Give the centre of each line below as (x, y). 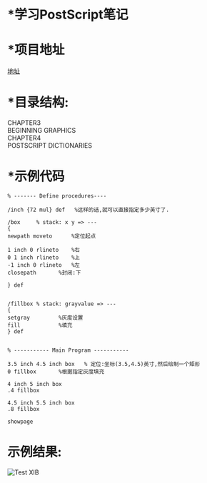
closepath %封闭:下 (44, 273)
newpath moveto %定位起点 (52, 236)
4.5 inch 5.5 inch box (41, 403)
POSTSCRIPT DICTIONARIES (50, 146)
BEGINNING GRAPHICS (42, 131)
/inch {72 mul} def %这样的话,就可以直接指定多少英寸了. (89, 210)
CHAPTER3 (24, 123)
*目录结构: (38, 102)
